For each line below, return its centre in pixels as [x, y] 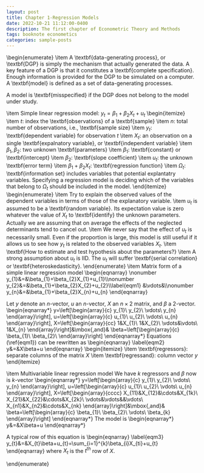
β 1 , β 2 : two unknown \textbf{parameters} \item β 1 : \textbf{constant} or [93, 151]
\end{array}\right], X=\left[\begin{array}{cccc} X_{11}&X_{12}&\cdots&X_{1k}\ [102, 393]
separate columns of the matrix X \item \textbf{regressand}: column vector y [102, 355]
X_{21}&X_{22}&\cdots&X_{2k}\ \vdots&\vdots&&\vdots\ [75, 399]
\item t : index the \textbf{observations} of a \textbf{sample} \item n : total [97, 121]
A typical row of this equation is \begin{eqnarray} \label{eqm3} [85, 437]
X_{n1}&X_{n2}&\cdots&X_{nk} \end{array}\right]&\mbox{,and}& [86, 406]
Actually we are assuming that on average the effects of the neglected [94, 223]
